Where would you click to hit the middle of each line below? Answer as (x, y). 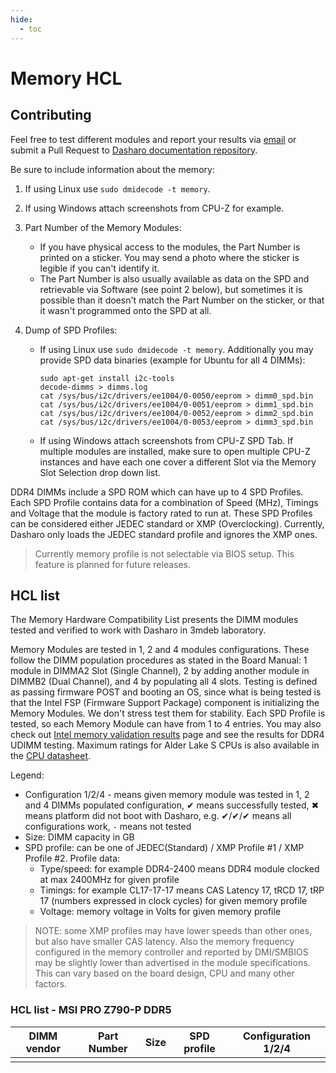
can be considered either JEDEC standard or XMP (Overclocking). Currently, (167, 523)
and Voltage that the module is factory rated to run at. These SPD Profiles (161, 513)
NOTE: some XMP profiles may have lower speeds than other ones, (173, 931)
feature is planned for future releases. (113, 564)
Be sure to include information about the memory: (112, 169)
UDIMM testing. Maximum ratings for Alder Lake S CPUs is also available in (165, 745)
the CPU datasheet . (51, 756)
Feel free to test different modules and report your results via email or (153, 139)
